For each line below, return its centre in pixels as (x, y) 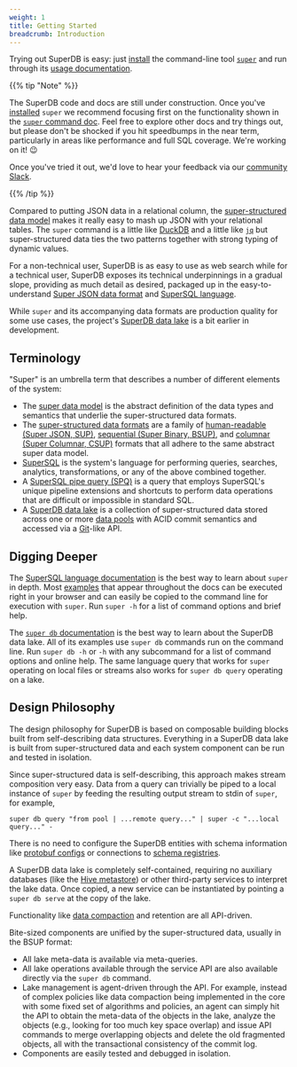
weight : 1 (27, 17)
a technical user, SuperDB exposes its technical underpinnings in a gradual (146, 275)
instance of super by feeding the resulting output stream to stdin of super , (143, 793)
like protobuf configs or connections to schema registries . (115, 852)
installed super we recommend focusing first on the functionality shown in (144, 113)
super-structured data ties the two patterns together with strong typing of (144, 239)
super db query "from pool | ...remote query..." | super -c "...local (144, 819)
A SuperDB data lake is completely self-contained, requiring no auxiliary (141, 869)
